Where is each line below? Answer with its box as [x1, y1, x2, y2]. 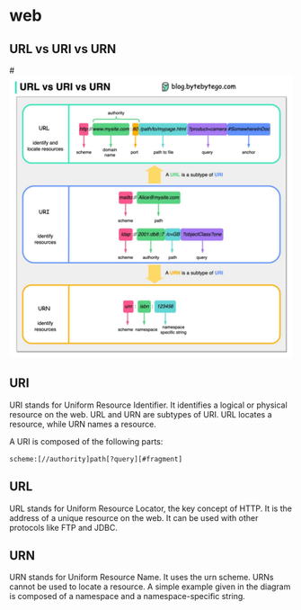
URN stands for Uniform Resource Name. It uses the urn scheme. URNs [9, 572, 274, 583]
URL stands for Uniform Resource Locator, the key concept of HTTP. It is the [9, 503, 292, 514]
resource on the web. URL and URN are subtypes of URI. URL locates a [9, 408, 272, 419]
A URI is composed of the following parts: [9, 435, 164, 446]
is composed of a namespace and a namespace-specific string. [9, 591, 245, 602]
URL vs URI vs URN [9, 41, 117, 57]
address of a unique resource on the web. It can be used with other [9, 512, 259, 523]
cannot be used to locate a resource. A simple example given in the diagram [9, 581, 291, 592]
